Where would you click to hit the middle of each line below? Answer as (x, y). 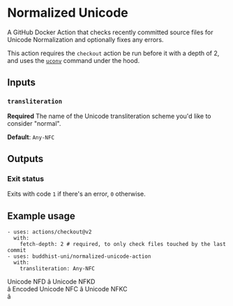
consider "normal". (34, 123)
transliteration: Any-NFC (58, 269)
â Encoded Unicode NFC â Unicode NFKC (67, 289)
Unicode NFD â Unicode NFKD (51, 282)
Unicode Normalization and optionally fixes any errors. (85, 39)
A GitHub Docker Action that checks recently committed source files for (110, 32)
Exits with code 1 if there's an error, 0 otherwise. (76, 194)
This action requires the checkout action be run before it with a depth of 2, (113, 53)
